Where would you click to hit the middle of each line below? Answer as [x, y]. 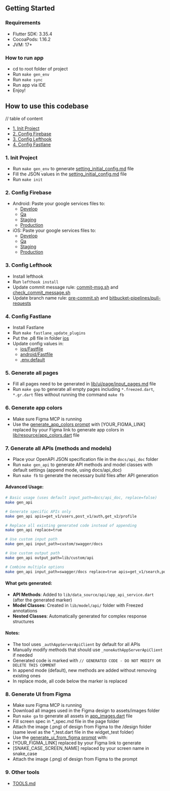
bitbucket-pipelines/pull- [135, 298]
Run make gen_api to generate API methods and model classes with [82, 464]
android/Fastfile [36, 354]
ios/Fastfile [32, 349]
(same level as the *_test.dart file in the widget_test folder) [73, 732]
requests [22, 303]
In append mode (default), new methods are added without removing [84, 670]
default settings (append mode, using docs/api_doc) [67, 470]
